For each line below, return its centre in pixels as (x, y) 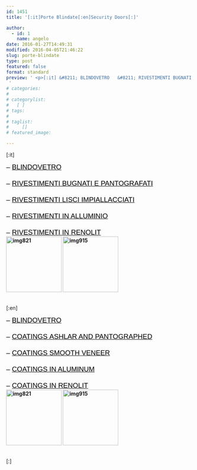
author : (16, 28)
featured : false (26, 66)
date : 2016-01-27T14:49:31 (39, 45)
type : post (20, 61)
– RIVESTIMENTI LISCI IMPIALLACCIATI (70, 199)
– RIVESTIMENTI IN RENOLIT (54, 232)
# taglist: (20, 122)
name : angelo (33, 39)
